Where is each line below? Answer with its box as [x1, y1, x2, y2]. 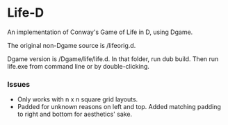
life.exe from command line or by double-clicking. [7, 62, 149, 70]
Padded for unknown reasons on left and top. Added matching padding [17, 103, 221, 111]
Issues [7, 79, 31, 89]
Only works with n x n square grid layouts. [17, 95, 138, 103]
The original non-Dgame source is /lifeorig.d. [7, 41, 136, 49]
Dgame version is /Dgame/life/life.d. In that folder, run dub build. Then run [7, 54, 219, 63]
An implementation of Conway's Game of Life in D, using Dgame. [7, 28, 193, 36]
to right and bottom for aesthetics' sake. [17, 110, 133, 119]
